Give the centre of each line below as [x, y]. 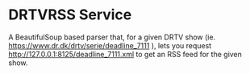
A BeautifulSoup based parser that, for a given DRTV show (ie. [112, 37]
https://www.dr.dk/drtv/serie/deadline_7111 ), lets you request [110, 45]
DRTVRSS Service [70, 15]
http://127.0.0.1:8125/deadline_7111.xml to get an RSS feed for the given [125, 54]
